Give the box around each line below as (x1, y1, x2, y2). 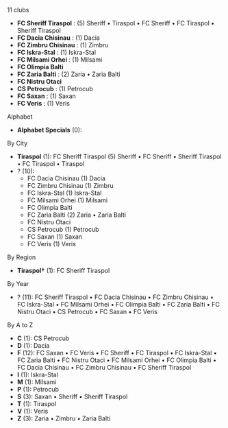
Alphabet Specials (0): (16, 126, 82, 134)
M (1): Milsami (16, 378, 57, 386)
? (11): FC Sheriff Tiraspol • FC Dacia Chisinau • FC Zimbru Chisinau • (16, 293, 214, 301)
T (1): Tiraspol (16, 400, 57, 407)
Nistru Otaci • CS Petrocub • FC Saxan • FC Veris (16, 308, 157, 316)
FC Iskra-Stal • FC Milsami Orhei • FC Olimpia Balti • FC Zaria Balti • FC (16, 300, 220, 308)
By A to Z (7, 321, 34, 329)
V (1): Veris (16, 407, 49, 415)
